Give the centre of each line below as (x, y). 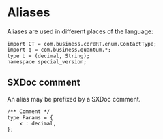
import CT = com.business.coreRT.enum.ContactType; (82, 44)
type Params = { (30, 117)
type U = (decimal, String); (48, 56)
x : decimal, (38, 123)
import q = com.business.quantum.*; (59, 50)
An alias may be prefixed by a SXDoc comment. (74, 99)
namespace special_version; (47, 62)
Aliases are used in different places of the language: (80, 31)
